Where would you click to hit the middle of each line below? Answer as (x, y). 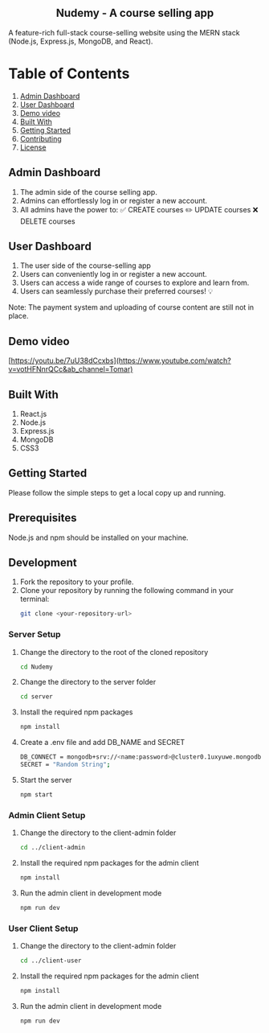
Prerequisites (43, 518)
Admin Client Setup (47, 815)
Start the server (46, 780)
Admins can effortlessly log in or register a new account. (113, 200)
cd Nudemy (37, 667)
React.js (33, 414)
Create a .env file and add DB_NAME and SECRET (102, 743)
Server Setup (35, 635)
